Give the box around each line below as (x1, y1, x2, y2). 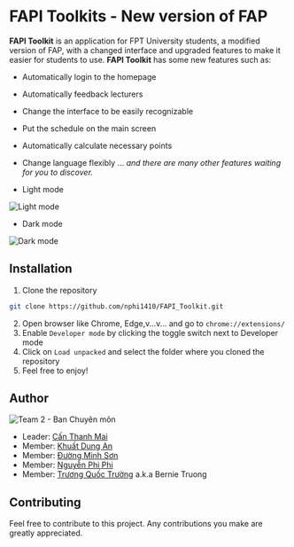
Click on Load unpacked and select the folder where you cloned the (21, 346, 265, 356)
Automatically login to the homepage (21, 71, 157, 82)
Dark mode (21, 218, 64, 229)
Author (9, 391, 49, 406)
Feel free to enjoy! (21, 365, 89, 376)
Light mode (21, 184, 64, 194)
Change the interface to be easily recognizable (21, 105, 193, 116)
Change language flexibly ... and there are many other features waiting (21, 157, 282, 168)
